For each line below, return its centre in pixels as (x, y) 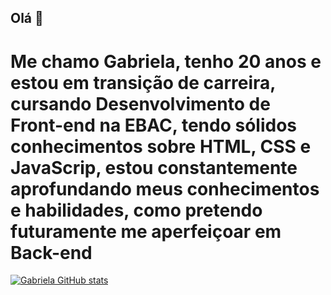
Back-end (51, 252)
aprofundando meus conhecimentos (165, 188)
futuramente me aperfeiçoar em (146, 231)
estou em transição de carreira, (143, 82)
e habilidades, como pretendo (136, 210)
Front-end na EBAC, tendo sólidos (153, 125)
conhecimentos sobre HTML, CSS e (161, 146)
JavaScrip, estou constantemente (154, 167)
